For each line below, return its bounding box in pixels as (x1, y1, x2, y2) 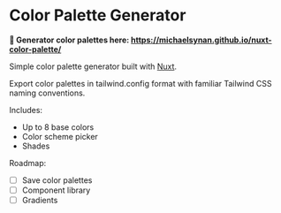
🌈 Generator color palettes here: (9, 34, 130, 45)
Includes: (9, 104, 42, 115)
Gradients (21, 195, 58, 206)
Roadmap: (9, 157, 47, 168)
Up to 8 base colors (21, 121, 95, 133)
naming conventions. (9, 87, 86, 98)
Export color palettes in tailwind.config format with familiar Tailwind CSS (9, 78, 272, 88)
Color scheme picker (21, 131, 99, 141)
